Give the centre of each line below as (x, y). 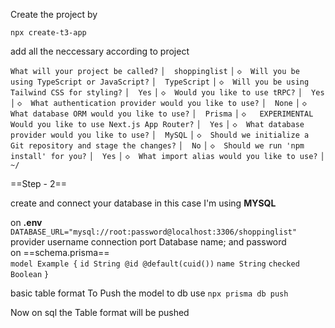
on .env (26, 222)
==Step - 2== (39, 183)
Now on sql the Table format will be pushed (100, 312)
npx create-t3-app (48, 33)
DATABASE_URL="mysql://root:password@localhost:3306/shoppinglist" (154, 232)
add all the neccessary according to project (100, 51)
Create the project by (54, 14)
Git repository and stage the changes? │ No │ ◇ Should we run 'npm (157, 146)
